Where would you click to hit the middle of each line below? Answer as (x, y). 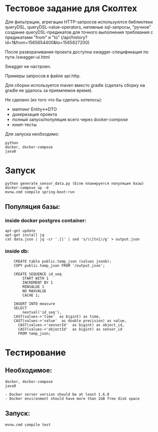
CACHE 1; (31, 295)
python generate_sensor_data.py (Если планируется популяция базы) (75, 183)
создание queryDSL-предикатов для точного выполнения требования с (79, 32)
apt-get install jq (25, 235)
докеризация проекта (34, 114)
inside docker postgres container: (46, 221)
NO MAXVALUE (35, 291)
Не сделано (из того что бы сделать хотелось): (54, 99)
